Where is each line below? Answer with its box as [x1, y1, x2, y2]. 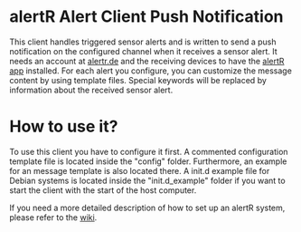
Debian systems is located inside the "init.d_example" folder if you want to [9, 175, 287, 186]
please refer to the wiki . [9, 211, 98, 223]
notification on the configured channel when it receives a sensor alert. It [9, 45, 277, 56]
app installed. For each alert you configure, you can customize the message [9, 65, 292, 76]
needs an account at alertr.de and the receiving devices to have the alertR [9, 55, 285, 66]
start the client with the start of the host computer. [9, 184, 197, 196]
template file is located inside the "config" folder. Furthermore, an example [9, 156, 287, 167]
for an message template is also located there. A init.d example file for [9, 165, 270, 176]
